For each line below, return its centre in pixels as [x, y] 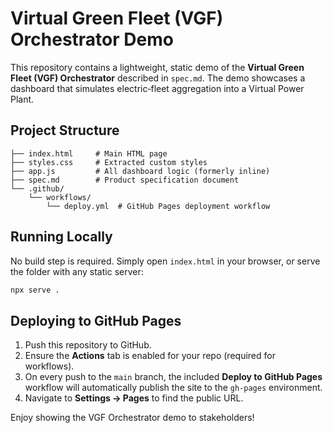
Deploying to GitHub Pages [96, 320]
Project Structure [65, 130]
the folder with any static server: [77, 271]
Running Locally [61, 237]
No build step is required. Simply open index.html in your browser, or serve [165, 261]
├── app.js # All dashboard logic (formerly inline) [140, 171]
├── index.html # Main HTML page [89, 153]
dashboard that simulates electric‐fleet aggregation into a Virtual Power [157, 88]
